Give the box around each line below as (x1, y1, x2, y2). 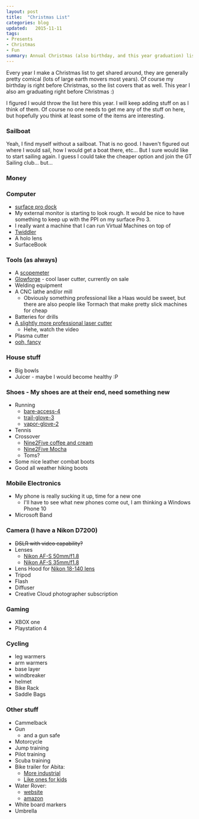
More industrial (23, 769, 61, 776)
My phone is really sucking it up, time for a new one (14, 492, 141, 500)
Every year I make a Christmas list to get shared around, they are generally (6, 69, 188, 76)
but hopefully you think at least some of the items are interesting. (6, 112, 165, 119)
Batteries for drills (14, 313, 59, 321)
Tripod (14, 571, 31, 578)
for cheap (23, 307, 47, 314)
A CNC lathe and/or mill (14, 288, 73, 295)
